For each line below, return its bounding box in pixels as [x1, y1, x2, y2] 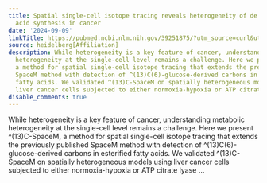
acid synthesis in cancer [15, 19, 102, 27]
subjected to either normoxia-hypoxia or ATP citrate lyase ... [8, 165, 205, 175]
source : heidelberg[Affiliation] [8, 41, 119, 49]
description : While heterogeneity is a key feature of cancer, [8, 49, 222, 56]
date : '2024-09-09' [8, 26, 73, 34]
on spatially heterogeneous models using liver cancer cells [37, 157, 230, 167]
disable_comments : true [8, 93, 87, 101]
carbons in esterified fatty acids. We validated [64, 149, 215, 158]
